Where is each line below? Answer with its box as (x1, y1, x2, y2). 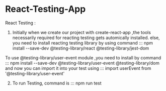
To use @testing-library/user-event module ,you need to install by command (5, 54, 162, 60)
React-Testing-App (5, 3, 86, 15)
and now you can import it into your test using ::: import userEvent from (5, 65, 152, 71)
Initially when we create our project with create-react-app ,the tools (12, 29, 151, 35)
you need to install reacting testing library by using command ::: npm (12, 40, 153, 45)
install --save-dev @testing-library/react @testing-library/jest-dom (12, 45, 149, 51)
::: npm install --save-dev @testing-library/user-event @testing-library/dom (5, 60, 160, 66)
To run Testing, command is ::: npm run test (12, 80, 102, 86)
